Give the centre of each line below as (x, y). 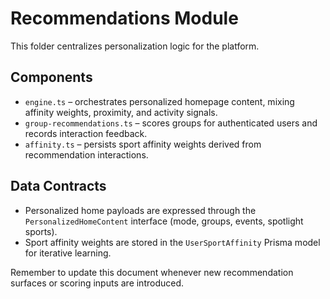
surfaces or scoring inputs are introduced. (97, 283)
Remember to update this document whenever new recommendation (152, 272)
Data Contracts (58, 186)
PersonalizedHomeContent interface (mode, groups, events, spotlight (164, 221)
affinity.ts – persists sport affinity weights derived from (143, 144)
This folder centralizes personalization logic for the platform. (135, 46)
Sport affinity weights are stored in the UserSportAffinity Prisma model (172, 242)
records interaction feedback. (86, 133)
